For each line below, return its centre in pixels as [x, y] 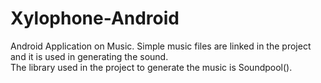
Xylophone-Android [95, 18]
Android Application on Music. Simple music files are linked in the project [161, 46]
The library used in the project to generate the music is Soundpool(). [151, 67]
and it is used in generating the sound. [89, 56]
